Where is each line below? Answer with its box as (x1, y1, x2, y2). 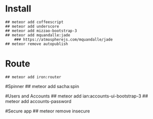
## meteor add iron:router (5, 74, 61, 79)
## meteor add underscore (5, 23, 59, 29)
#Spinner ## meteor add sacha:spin (5, 83, 79, 89)
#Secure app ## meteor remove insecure (5, 108, 90, 114)
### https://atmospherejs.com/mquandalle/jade (14, 37, 113, 42)
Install (5, 3, 31, 14)
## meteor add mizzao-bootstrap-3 (5, 28, 77, 33)
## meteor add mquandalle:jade (5, 32, 70, 37)
